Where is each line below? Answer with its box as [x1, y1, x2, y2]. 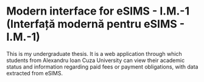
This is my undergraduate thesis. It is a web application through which [6, 50, 183, 57]
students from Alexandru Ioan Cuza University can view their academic [6, 56, 185, 64]
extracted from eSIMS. [6, 69, 63, 77]
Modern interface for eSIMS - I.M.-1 [6, 4, 190, 18]
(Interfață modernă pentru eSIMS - [6, 17, 185, 31]
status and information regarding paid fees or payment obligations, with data [6, 63, 199, 70]
